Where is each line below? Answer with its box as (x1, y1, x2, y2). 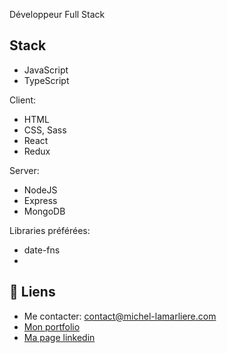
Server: (9, 164, 40, 176)
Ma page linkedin (23, 331, 96, 343)
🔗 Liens (9, 284, 56, 301)
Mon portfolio (23, 320, 81, 333)
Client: (9, 94, 37, 106)
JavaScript (23, 64, 69, 76)
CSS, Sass (23, 124, 67, 136)
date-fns (23, 244, 61, 256)
